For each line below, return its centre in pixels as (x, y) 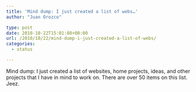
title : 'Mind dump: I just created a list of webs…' (72, 11)
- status (22, 50)
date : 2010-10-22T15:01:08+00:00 (47, 33)
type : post (19, 28)
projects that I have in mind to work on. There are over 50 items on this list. (97, 77)
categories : (21, 44)
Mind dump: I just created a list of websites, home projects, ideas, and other (98, 71)
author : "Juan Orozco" (34, 17)
